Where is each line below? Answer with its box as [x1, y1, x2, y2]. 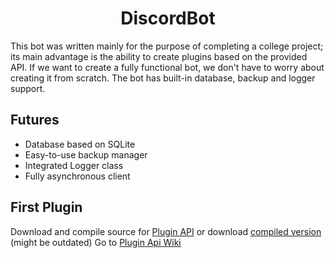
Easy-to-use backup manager [24, 148, 148, 161]
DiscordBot [120, 7, 216, 30]
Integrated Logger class [24, 159, 124, 171]
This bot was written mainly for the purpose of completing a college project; [10, 40, 324, 52]
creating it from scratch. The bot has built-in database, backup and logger [10, 72, 316, 84]
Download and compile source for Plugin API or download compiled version [10, 225, 322, 237]
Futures [10, 112, 60, 129]
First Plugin [10, 199, 83, 216]
